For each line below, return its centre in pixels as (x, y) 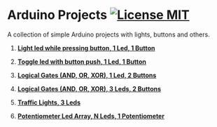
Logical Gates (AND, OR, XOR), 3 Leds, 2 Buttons (89, 88)
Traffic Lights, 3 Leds (49, 102)
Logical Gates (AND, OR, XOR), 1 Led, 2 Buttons (87, 75)
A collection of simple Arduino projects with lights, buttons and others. (108, 34)
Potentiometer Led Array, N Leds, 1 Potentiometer (91, 116)
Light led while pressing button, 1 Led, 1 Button (86, 48)
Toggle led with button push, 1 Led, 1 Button (82, 61)
